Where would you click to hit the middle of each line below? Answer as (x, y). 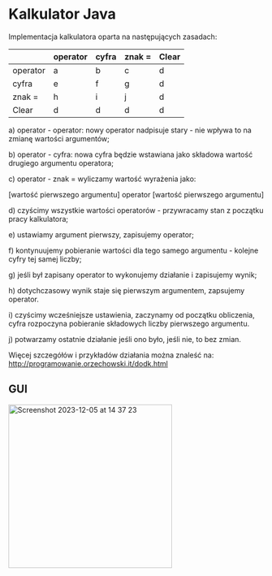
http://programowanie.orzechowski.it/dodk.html (88, 363)
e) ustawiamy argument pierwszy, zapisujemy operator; (101, 234)
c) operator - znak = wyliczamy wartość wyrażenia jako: (102, 179)
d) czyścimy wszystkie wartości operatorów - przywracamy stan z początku (136, 210)
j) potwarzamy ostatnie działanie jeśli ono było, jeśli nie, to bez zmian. (125, 339)
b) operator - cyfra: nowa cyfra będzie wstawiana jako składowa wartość (131, 154)
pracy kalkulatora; (39, 219)
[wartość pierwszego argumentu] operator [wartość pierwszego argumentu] (136, 194)
